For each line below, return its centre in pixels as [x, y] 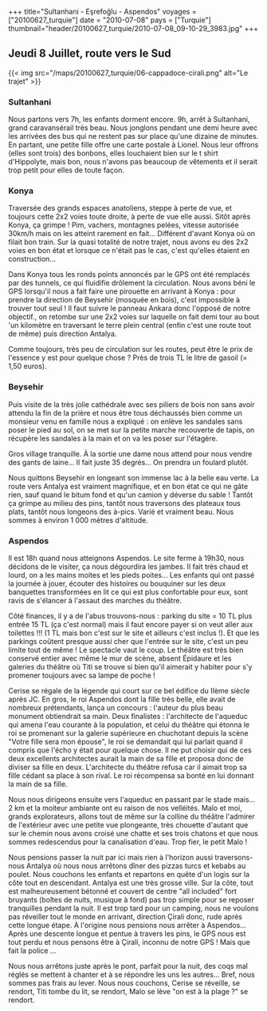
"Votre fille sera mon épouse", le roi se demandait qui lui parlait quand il [126, 742]
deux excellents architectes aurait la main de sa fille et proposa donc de [126, 758]
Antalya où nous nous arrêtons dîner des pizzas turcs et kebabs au [136, 866]
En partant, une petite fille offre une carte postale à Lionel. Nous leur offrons [133, 145]
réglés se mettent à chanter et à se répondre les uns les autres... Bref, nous [132, 974]
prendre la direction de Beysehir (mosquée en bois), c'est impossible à [124, 300]
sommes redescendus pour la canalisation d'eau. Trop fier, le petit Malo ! [128, 842]
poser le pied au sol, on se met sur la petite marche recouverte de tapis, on [132, 429]
